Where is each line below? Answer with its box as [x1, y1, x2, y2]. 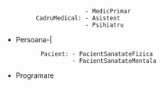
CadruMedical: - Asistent [35, 14, 121, 22]
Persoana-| [15, 35, 53, 44]
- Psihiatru [85, 21, 124, 29]
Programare [15, 71, 55, 80]
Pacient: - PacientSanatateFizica [40, 50, 154, 58]
